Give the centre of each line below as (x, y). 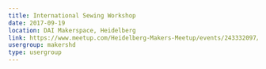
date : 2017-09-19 (37, 23)
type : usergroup (35, 52)
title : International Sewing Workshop (72, 15)
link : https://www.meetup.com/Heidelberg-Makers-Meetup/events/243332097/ (134, 38)
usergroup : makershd (42, 45)
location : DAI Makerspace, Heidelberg (72, 30)
